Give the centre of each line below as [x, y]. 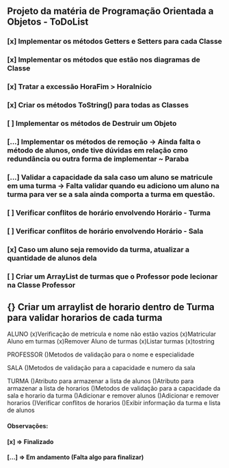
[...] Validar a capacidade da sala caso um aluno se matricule [110, 177]
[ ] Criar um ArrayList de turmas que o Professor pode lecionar [112, 276]
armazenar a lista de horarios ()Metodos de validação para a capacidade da [114, 389]
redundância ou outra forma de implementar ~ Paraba [98, 159]
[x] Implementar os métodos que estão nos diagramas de [104, 60]
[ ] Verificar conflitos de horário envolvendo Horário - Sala [105, 231]
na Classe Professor [41, 285]
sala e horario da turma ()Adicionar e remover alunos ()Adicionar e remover [113, 395]
